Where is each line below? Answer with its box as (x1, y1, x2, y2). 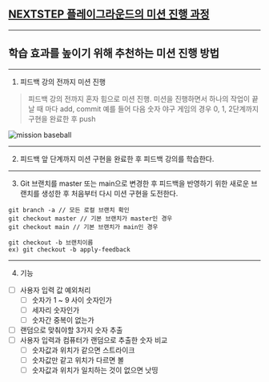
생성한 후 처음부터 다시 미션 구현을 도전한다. (41, 188, 179, 198)
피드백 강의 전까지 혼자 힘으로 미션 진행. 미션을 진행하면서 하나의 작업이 (27, 94, 251, 103)
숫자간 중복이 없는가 (31, 315, 94, 324)
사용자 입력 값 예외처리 (19, 285, 91, 295)
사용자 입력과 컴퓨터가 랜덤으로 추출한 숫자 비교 (19, 335, 168, 344)
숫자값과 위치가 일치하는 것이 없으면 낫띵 (31, 365, 159, 375)
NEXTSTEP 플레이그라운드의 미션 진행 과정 (8, 7, 210, 22)
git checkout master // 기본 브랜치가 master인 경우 (8, 215, 173, 223)
